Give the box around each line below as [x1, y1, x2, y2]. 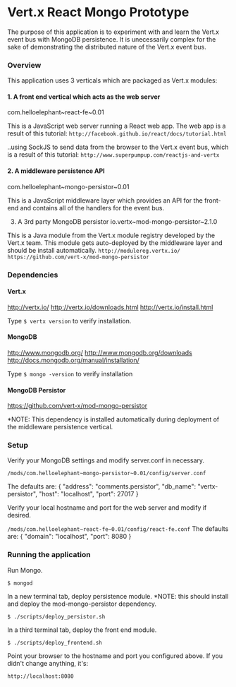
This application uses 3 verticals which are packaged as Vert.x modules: [7, 76, 218, 85]
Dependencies [7, 270, 58, 280]
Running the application [7, 550, 91, 560]
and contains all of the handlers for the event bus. [20, 203, 164, 212]
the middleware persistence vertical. [7, 423, 113, 431]
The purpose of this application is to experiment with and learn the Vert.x [7, 28, 220, 36]
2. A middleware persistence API [7, 167, 106, 175]
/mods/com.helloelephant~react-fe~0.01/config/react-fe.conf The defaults [7, 525, 229, 533]
